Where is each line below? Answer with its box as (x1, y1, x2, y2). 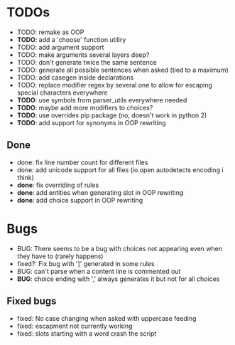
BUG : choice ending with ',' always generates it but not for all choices (16, 275, 220, 283)
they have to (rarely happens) (16, 252, 104, 260)
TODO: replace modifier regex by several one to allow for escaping (16, 80, 212, 89)
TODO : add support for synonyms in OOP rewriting (16, 118, 166, 127)
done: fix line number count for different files (16, 158, 148, 166)
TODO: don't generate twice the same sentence (16, 58, 157, 66)
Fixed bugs (6, 295, 57, 307)
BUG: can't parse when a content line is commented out (16, 267, 181, 275)
